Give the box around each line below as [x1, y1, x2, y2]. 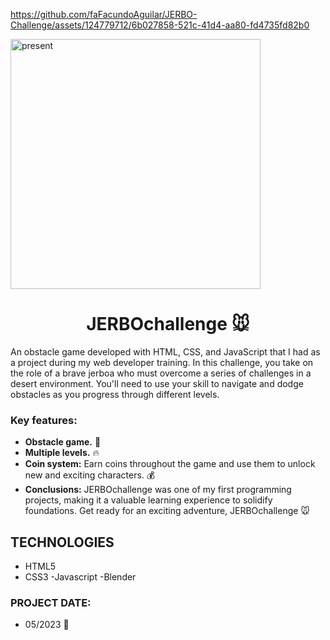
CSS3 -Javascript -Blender [24, 571, 137, 583]
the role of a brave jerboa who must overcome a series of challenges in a [10, 367, 312, 379]
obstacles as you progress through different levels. [10, 388, 220, 400]
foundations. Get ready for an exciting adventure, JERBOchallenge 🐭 [24, 505, 310, 517]
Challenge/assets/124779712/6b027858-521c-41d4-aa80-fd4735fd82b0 [10, 19, 310, 31]
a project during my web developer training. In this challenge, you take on [10, 356, 314, 368]
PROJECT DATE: [10, 595, 92, 609]
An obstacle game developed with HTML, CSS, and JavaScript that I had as [10, 345, 321, 358]
